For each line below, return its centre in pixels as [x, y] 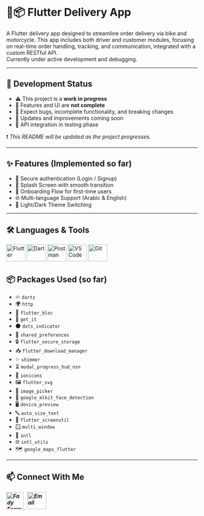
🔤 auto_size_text [37, 413]
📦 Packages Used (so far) [57, 279]
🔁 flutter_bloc [34, 313]
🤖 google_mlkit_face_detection [54, 397]
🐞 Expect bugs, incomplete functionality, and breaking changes [94, 111]
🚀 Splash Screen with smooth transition [64, 185]
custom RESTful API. [32, 52]
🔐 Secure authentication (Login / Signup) [66, 178]
